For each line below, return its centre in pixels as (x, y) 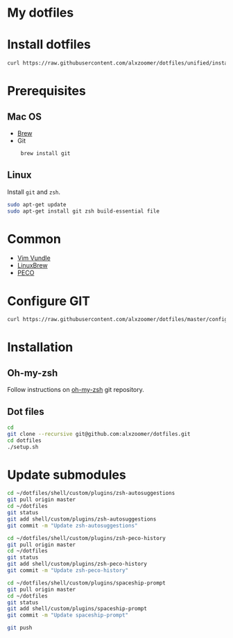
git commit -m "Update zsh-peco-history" (68, 571)
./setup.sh (23, 447)
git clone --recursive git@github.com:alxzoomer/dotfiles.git (99, 434)
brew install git (45, 154)
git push (20, 628)
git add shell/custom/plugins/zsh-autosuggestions (82, 519)
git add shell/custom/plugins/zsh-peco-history (77, 564)
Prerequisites (47, 91)
